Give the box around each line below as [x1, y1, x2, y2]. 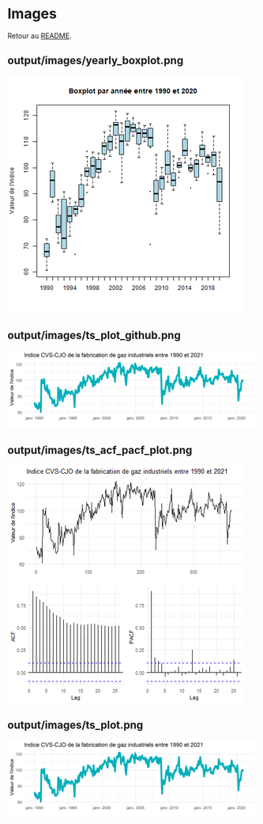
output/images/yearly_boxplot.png [7, 54, 184, 67]
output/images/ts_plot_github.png [7, 329, 181, 342]
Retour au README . [7, 31, 72, 40]
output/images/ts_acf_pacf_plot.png [7, 444, 193, 457]
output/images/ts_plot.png [7, 719, 144, 732]
